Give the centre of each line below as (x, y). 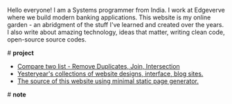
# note (17, 94)
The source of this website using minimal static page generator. (108, 81)
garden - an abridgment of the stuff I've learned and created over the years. (116, 25)
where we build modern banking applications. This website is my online (109, 17)
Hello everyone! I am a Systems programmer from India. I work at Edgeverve (116, 10)
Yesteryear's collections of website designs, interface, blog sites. (110, 73)
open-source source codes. (47, 40)
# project (21, 53)
